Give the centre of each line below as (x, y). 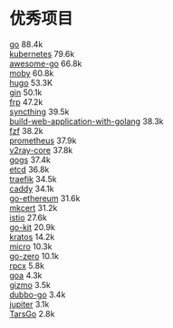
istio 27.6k (28, 217)
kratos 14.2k (32, 236)
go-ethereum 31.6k (45, 198)
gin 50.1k (26, 92)
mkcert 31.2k (34, 207)
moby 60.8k (32, 72)
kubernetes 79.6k (42, 53)
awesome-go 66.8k (46, 63)
